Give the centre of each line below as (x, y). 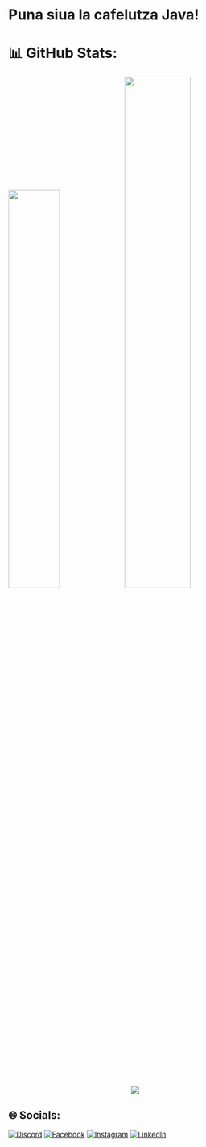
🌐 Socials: (35, 1115)
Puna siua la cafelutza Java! (104, 15)
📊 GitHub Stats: (63, 53)
